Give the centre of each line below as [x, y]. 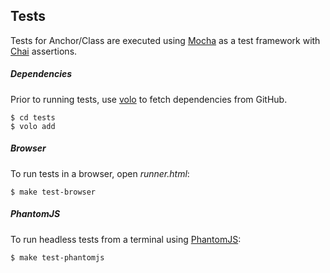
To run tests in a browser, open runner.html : [100, 173]
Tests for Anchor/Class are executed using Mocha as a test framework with [165, 40]
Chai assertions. [44, 51]
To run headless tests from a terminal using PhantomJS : [126, 239]
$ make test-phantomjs [57, 257]
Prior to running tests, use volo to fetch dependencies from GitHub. [149, 99]
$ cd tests [33, 117]
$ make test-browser [53, 192]
